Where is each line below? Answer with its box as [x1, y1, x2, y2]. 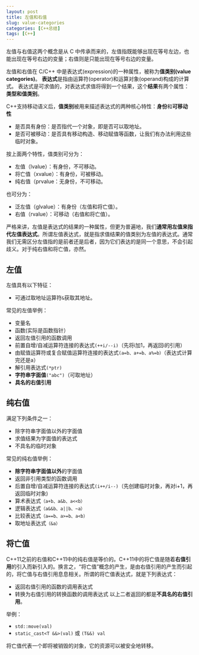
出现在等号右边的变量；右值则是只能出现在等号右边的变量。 [11, 55, 157, 62]
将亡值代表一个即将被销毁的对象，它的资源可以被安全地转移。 [6, 642, 157, 649]
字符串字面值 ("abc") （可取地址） [14, 371, 96, 378]
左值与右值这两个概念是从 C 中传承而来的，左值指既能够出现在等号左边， [6, 48, 185, 55]
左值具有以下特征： [6, 281, 53, 288]
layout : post [6, 8, 38, 15]
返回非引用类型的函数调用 [14, 475, 78, 482]
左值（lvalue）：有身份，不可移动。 [14, 163, 99, 170]
